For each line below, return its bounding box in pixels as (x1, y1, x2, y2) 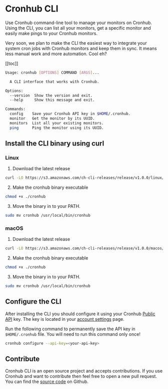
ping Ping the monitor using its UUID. (9, 125, 104, 131)
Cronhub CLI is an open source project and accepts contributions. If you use (5, 368, 163, 374)
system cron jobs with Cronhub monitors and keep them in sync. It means (5, 45, 157, 51)
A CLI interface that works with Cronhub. (9, 79, 99, 84)
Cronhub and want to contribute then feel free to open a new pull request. (5, 373, 157, 379)
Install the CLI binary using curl (5, 139, 104, 148)
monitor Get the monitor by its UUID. (9, 116, 95, 121)
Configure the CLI (5, 297, 61, 306)
